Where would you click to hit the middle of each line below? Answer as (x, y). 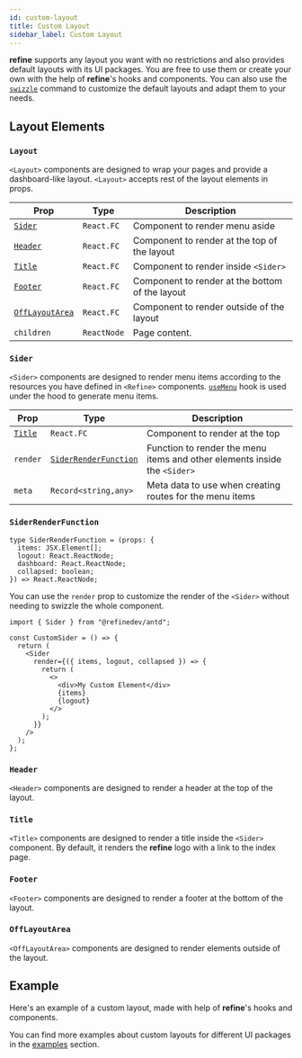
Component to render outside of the (209, 307)
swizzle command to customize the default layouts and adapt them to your (147, 89)
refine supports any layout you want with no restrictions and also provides (147, 60)
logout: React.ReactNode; (66, 556)
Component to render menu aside (204, 226)
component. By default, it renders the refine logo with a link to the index (142, 847)
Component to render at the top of (205, 241)
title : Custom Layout (50, 26)
